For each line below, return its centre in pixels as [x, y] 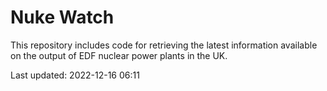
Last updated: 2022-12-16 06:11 [75, 75]
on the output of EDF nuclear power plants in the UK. [119, 55]
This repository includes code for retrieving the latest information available [164, 45]
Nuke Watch [62, 17]
